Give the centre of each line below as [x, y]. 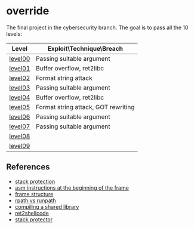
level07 [20, 126]
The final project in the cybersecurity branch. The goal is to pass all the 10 [97, 27]
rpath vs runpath [36, 200]
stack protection [35, 181]
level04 [20, 97]
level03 [20, 88]
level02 [20, 78]
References [28, 167]
